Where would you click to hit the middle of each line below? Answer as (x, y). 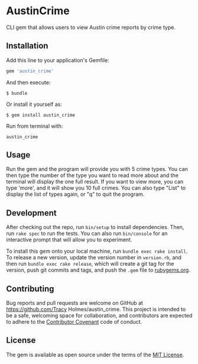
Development (32, 213)
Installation (27, 46)
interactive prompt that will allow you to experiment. (69, 240)
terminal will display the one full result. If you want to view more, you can (95, 182)
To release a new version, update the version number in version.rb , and (94, 257)
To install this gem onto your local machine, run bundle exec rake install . (97, 251)
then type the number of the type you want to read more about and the (92, 175)
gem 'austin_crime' (30, 71)
